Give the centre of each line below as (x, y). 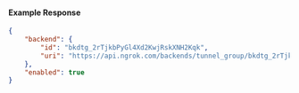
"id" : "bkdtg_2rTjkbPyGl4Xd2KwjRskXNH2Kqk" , (125, 47)
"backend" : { (49, 40)
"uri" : (53, 56)
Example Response (45, 12)
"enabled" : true (55, 72)
